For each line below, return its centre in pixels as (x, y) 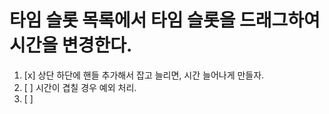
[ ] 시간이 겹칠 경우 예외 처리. (80, 87)
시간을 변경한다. (71, 45)
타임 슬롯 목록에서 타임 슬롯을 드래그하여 (165, 20)
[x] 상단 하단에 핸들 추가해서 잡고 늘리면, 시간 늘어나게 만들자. (144, 75)
